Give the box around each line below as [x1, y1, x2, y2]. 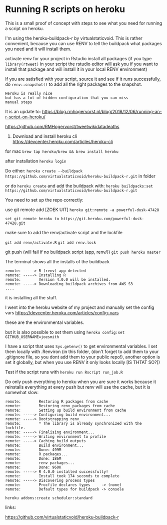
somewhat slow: [5, 389, 39, 395]
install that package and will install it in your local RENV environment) [5, 66, 147, 72]
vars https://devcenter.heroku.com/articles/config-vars [5, 309, 119, 315]
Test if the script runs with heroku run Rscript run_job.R [5, 369, 123, 375]
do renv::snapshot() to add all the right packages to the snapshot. [5, 81, 142, 87]
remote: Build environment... [5, 443, 84, 448]
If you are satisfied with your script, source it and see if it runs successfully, [5, 76, 161, 82]
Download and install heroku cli [12, 133, 77, 139]
